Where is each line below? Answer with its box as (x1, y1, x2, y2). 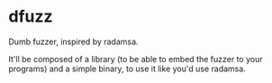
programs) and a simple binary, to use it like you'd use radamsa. (8, 63, 247, 74)
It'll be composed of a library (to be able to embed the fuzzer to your (8, 53, 263, 64)
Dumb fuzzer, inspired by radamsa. (8, 36, 139, 47)
